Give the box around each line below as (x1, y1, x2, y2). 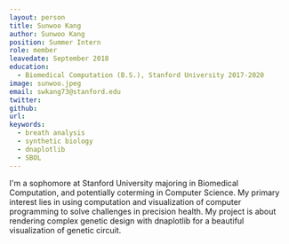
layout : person (9, 12, 66, 22)
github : (9, 104, 38, 113)
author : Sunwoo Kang (9, 29, 86, 38)
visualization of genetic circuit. (9, 224, 122, 235)
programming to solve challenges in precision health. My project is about (9, 206, 277, 216)
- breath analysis (17, 129, 86, 138)
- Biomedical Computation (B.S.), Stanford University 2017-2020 (17, 71, 265, 80)
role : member (9, 46, 58, 55)
